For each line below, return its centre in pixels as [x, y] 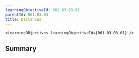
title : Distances [23, 19]
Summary [21, 48]
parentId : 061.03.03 [27, 15]
